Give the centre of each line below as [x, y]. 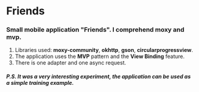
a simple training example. [40, 83]
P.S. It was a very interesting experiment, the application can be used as [99, 76]
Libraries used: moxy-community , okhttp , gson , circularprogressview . [104, 50]
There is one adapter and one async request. [70, 63]
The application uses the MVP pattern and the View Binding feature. [99, 56]
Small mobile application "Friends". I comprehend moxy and [95, 30]
